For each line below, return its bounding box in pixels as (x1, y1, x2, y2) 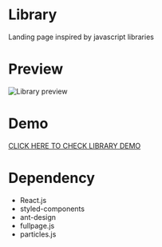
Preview (8, 60, 64, 78)
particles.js (19, 229, 57, 239)
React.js (19, 195, 47, 205)
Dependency (8, 169, 96, 187)
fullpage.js (19, 221, 55, 230)
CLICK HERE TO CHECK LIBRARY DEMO (8, 141, 141, 150)
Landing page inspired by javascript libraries (8, 32, 154, 42)
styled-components (19, 204, 85, 213)
